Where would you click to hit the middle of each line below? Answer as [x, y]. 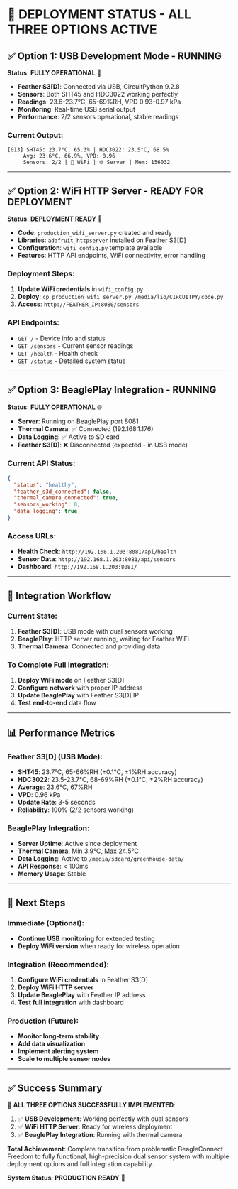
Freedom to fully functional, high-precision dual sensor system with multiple [118, 1156]
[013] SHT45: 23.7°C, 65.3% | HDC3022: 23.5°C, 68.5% [89, 150]
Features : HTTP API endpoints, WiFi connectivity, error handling [111, 256]
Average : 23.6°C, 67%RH [55, 787]
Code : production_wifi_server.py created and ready [95, 233]
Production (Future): [43, 1021]
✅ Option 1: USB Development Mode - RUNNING [114, 56]
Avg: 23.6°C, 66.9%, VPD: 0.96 [69, 156]
